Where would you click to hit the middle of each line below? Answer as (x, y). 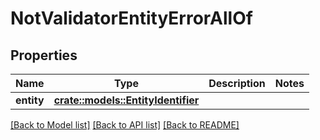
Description (237, 83)
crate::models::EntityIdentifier (126, 100)
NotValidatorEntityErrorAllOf (131, 18)
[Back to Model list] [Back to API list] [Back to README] (125, 125)
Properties (44, 55)
